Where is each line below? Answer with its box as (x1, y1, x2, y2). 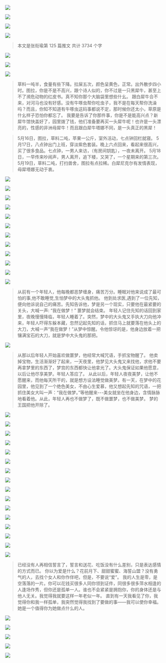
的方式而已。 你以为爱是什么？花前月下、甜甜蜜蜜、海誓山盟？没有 (17, 568, 154, 574)
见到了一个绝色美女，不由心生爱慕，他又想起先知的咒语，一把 (34, 383, 162, 389)
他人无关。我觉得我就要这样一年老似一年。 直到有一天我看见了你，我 (17, 593, 158, 599)
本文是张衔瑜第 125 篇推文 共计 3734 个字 (17, 43, 103, 48)
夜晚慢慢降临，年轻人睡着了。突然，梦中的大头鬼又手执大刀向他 (26, 314, 157, 319)
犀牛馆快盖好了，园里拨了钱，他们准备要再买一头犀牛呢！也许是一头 (17, 118, 157, 124)
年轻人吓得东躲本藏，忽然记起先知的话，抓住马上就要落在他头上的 (26, 320, 162, 326)
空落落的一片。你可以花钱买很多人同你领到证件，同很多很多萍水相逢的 (17, 580, 162, 586)
